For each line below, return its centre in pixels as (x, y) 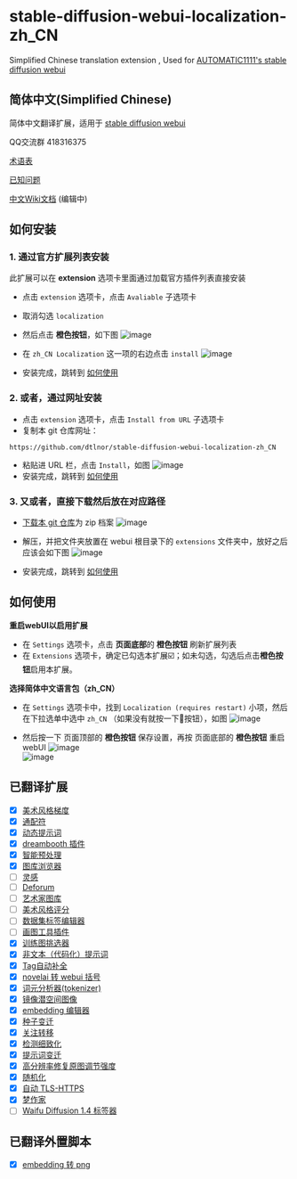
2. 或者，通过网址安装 (56, 398)
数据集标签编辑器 (53, 921)
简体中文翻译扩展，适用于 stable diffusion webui (97, 123)
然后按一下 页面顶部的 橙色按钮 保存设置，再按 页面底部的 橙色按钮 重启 (153, 737)
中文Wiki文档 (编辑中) (48, 199)
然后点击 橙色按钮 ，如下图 (70, 335)
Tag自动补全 (45, 965)
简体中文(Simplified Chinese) (91, 100)
